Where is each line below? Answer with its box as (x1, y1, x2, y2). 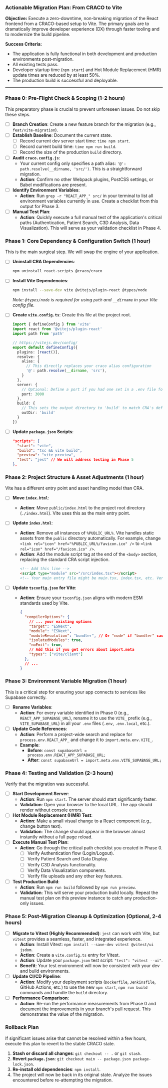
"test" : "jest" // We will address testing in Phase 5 (17, 457, 134, 462)
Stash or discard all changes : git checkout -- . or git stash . (12, 1050, 141, 1056)
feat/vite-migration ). (12, 127, 58, 133)
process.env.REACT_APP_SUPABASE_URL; (27, 753, 106, 758)
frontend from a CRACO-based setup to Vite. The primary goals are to (5, 21, 149, 27)
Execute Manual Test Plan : (12, 839, 69, 845)
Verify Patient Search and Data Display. (27, 856, 108, 862)
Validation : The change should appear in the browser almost (19, 829, 145, 835)
